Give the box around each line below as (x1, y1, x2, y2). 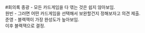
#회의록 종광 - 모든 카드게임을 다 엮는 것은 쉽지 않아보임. (5, 4, 115, 10)
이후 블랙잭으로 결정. (5, 23, 45, 29)
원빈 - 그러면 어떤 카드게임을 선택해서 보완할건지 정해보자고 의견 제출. (5, 10, 141, 16)
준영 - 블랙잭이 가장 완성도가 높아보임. (5, 17, 79, 22)
